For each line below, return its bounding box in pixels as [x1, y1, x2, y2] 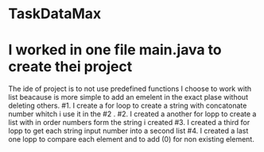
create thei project [8, 58, 133, 76]
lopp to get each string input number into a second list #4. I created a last [8, 126, 249, 135]
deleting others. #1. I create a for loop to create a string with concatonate [8, 101, 247, 111]
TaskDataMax [8, 5, 102, 23]
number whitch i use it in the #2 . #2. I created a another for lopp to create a [8, 109, 257, 119]
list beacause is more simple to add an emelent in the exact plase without [8, 93, 249, 102]
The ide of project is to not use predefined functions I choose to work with [8, 84, 252, 93]
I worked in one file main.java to [8, 41, 223, 59]
